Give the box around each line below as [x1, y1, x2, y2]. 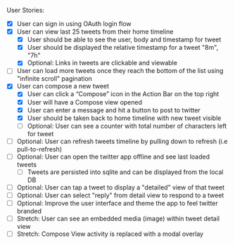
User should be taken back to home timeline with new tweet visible [27, 114, 222, 122]
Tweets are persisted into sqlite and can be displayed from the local [27, 168, 224, 176]
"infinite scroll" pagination [16, 74, 93, 83]
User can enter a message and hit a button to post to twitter [27, 105, 201, 114]
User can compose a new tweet [16, 82, 110, 91]
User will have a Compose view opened [27, 98, 142, 106]
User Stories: [6, 6, 45, 14]
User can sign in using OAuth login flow [16, 20, 132, 27]
